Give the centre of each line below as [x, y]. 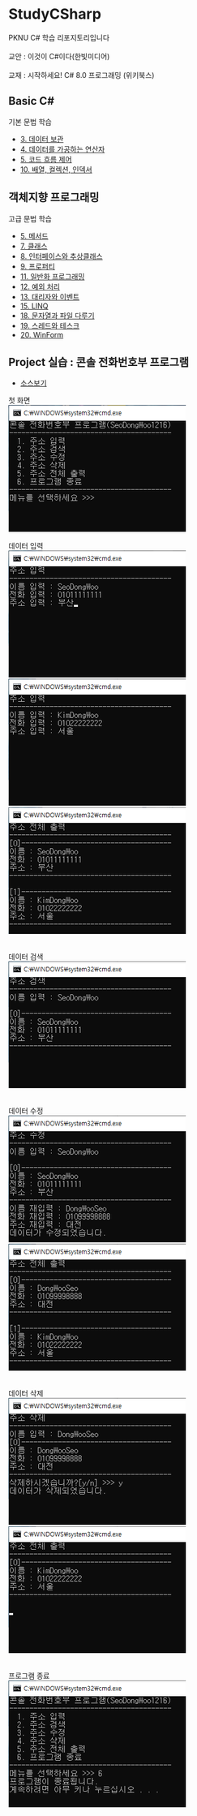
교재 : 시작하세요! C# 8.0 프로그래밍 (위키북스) [81, 75]
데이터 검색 [26, 957]
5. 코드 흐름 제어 [46, 159]
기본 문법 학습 [30, 122]
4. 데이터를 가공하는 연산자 [62, 149]
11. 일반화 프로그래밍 [52, 276]
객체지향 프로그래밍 [54, 198]
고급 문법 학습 [30, 218]
